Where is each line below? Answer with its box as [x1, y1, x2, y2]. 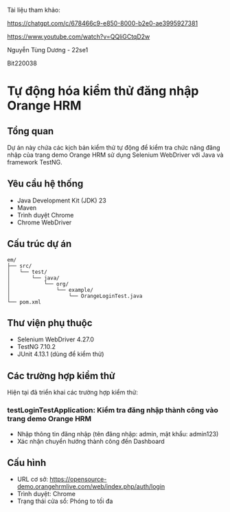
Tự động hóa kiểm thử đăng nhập [7, 83, 199, 99]
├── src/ [7, 262, 32, 269]
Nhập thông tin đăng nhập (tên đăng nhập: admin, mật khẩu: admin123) [16, 429, 219, 438]
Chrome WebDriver [16, 218, 72, 226]
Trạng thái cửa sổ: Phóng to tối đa [16, 497, 113, 505]
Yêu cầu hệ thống [7, 178, 84, 190]
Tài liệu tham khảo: [7, 6, 60, 14]
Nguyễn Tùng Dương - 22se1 [7, 46, 89, 54]
